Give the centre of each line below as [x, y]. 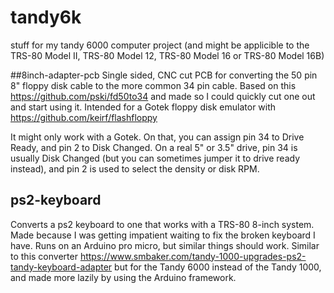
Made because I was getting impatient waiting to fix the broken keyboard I [163, 235]
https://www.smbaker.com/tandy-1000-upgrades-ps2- [193, 256]
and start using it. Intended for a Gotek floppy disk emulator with [143, 107]
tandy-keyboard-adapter [61, 267]
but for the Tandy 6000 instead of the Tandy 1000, [218, 267]
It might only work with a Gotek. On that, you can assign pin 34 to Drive [157, 137]
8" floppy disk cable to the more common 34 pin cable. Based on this [153, 85]
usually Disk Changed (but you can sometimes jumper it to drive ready [155, 158]
